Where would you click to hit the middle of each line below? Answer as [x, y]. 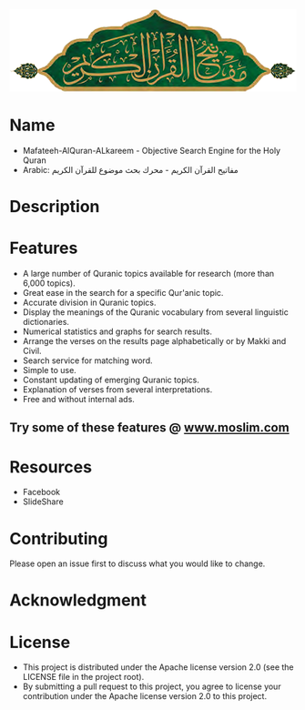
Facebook [41, 492]
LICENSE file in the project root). [83, 677]
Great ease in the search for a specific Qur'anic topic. [123, 293]
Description [55, 207]
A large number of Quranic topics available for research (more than [148, 274]
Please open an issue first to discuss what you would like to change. [137, 563]
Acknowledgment [78, 600]
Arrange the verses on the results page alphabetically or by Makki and [154, 341]
